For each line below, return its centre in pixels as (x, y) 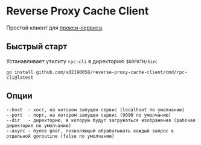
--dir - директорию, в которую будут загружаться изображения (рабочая (101, 120)
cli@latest (20, 77)
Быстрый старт (37, 47)
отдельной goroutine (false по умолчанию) (60, 136)
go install (20, 72)
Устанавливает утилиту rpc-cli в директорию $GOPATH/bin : (82, 61)
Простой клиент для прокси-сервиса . (55, 28)
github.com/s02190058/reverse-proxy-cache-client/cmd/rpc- (112, 72)
